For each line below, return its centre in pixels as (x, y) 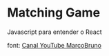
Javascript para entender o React (54, 32)
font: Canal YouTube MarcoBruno (54, 45)
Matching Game (54, 13)
